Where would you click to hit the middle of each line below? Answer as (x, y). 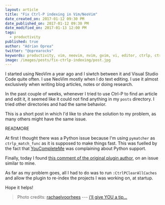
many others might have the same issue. (46, 119)
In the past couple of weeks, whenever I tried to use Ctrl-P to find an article (81, 94)
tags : (11, 32)
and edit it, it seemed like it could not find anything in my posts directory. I (80, 99)
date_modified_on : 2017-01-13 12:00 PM (46, 28)
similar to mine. (20, 163)
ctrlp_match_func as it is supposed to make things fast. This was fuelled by (81, 144)
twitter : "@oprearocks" (29, 51)
